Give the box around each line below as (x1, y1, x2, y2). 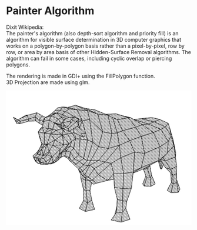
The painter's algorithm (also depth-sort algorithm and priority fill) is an (6, 29, 179, 36)
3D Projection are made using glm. (6, 78, 90, 86)
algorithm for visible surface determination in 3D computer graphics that (6, 36, 182, 43)
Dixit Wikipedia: (6, 24, 44, 31)
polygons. (6, 61, 31, 68)
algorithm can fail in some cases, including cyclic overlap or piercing (6, 55, 172, 62)
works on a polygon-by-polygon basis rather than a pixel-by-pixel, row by (6, 42, 185, 49)
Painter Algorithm (6, 4, 95, 18)
